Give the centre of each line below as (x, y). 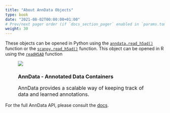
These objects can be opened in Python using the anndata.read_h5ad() (79, 43)
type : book (17, 15)
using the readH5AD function (34, 54)
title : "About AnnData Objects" (39, 10)
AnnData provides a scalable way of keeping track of (81, 88)
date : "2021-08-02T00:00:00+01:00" (43, 19)
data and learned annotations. (54, 94)
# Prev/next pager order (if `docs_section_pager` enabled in (72, 24)
